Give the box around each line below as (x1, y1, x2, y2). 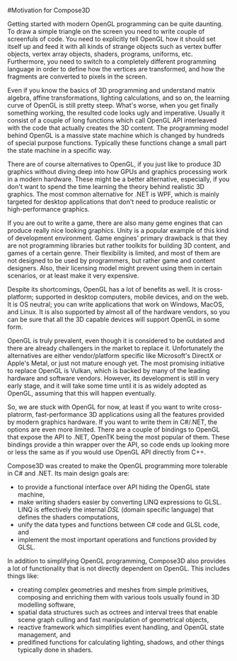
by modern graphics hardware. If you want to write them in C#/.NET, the (7, 418, 218, 426)
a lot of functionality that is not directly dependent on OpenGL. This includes (7, 564, 230, 573)
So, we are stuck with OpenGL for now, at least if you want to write (7, 403, 202, 411)
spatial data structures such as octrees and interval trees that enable (17, 608, 218, 616)
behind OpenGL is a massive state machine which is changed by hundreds (7, 131, 225, 139)
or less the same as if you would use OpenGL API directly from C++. (7, 448, 207, 456)
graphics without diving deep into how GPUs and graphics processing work (7, 168, 228, 176)
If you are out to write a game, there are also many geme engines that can (7, 219, 223, 227)
